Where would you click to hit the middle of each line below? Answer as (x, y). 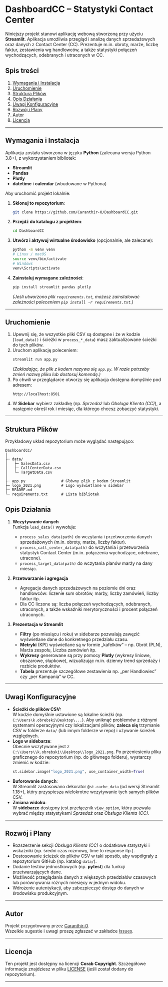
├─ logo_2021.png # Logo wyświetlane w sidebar (64, 486)
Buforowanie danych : (35, 781)
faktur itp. (30, 598)
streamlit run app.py (35, 360)
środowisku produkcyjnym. (40, 893)
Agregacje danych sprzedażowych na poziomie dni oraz (78, 588)
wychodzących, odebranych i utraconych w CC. (54, 55)
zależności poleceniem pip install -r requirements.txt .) (73, 302)
